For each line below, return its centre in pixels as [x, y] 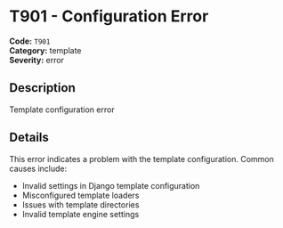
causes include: [38, 168]
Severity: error [37, 60]
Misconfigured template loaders [81, 195]
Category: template [45, 50]
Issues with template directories [81, 204]
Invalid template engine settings [81, 214]
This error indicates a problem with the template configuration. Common [141, 159]
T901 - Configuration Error [109, 16]
